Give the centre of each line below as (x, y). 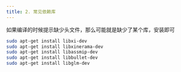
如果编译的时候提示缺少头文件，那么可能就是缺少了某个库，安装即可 (91, 29)
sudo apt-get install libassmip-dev (52, 52)
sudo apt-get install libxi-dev (47, 41)
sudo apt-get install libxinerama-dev (55, 46)
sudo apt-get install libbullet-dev (52, 58)
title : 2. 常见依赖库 (31, 12)
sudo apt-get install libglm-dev (48, 64)
